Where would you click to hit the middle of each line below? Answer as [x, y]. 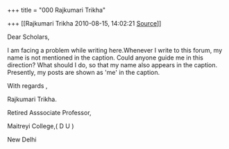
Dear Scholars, [28, 37]
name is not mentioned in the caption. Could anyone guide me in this [105, 58]
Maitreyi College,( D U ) [41, 126]
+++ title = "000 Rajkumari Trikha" [57, 10]
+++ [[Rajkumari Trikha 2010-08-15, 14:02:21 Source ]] [84, 23]
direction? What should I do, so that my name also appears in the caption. [112, 65]
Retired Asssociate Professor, [49, 113]
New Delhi [22, 139]
